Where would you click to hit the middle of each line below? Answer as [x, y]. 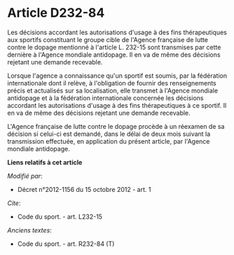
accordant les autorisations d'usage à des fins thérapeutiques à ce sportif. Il [117, 105]
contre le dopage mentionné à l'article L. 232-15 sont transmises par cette [114, 47]
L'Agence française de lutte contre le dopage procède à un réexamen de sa [116, 126]
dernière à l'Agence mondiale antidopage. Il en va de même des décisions [114, 55]
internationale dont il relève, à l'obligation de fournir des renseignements [112, 83]
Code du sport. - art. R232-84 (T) [66, 244]
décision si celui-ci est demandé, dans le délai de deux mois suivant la [109, 134]
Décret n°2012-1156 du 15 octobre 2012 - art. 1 [84, 189]
